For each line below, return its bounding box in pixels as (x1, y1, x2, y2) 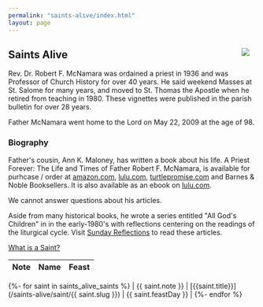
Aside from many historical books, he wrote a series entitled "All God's (8, 210, 237, 220)
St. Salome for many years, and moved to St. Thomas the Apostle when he (8, 86, 250, 95)
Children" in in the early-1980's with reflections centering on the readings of (8, 219, 255, 228)
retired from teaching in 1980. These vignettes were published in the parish (8, 94, 252, 103)
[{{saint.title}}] (190, 281, 236, 290)
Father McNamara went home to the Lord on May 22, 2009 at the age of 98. (8, 117, 255, 127)
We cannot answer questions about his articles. (8, 195, 163, 205)
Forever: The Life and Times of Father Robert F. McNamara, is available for (8, 163, 250, 173)
